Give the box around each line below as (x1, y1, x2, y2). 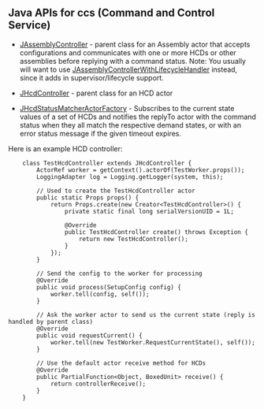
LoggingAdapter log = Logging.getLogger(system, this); (36, 173, 224, 180)
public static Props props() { (36, 193, 139, 202)
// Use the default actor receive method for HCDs (36, 359, 206, 367)
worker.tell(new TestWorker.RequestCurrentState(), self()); (50, 338, 256, 346)
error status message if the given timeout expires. (19, 128, 181, 138)
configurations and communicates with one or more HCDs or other (19, 47, 236, 58)
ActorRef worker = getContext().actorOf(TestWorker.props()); (36, 165, 245, 174)
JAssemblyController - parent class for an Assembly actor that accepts (19, 39, 251, 49)
